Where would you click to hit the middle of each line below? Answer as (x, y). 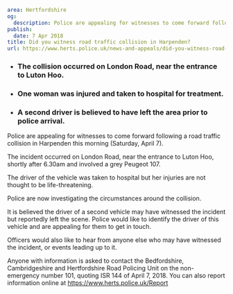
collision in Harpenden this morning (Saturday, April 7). (86, 144)
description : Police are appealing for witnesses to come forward (111, 23)
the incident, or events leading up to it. (62, 248)
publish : (20, 29)
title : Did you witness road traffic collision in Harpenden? (99, 42)
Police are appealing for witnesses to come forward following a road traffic (114, 136)
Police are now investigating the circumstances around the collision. (104, 198)
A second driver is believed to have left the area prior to (112, 112)
